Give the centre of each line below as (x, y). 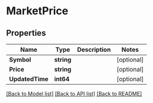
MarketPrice (37, 11)
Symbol (20, 60)
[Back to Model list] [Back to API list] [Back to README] (74, 94)
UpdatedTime (29, 79)
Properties (26, 33)
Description (94, 50)
